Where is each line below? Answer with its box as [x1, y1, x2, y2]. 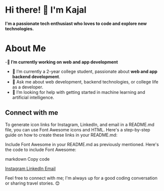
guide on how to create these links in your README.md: [5, 132, 117, 138]
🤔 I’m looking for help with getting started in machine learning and [12, 89, 145, 95]
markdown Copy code [5, 156, 50, 162]
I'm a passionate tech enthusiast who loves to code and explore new [5, 21, 147, 26]
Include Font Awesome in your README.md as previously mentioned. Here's [5, 141, 159, 147]
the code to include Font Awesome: [5, 147, 77, 152]
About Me [5, 43, 46, 54]
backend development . [12, 73, 60, 80]
